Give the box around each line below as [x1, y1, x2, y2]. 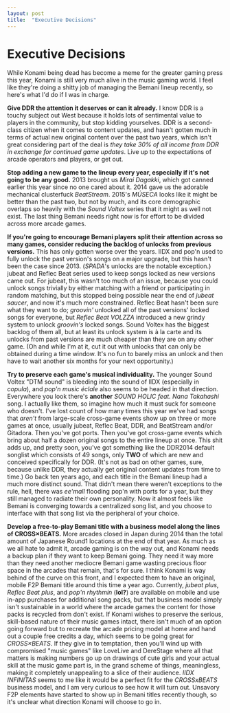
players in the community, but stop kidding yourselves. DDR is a [7, 118, 187, 127]
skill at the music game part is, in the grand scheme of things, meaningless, [7, 661, 221, 670]
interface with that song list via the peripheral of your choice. [7, 509, 180, 518]
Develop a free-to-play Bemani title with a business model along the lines [7, 523, 220, 531]
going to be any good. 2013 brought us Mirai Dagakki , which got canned [7, 176, 214, 184]
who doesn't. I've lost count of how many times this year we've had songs [7, 407, 217, 415]
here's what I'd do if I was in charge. [7, 91, 110, 99]
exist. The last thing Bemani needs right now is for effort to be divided [7, 212, 205, 221]
